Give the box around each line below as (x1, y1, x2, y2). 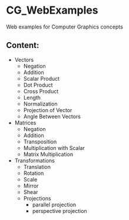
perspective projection (32, 207, 87, 214)
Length (23, 94, 41, 101)
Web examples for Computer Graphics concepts (6, 23, 124, 30)
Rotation (23, 170, 44, 177)
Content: (6, 40, 39, 50)
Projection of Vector (23, 106, 72, 113)
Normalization (23, 100, 58, 107)
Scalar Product (23, 75, 60, 82)
